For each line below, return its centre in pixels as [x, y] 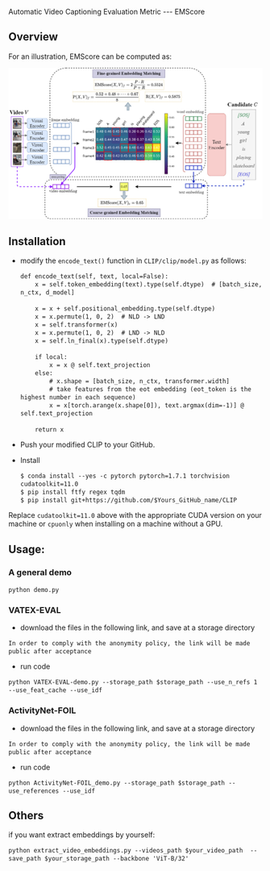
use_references [34, 791]
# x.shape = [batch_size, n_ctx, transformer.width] [140, 381]
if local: [51, 357]
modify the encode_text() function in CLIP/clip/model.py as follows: [133, 260]
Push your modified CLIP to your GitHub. [87, 445]
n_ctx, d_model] [47, 293]
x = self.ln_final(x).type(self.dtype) [102, 341]
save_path [25, 859]
